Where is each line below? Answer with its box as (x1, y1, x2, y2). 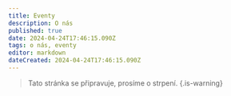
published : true (8, 26, 62, 34)
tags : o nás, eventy (8, 42, 78, 50)
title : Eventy (8, 11, 56, 20)
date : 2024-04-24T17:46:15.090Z (8, 34, 116, 42)
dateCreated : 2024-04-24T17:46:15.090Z (8, 57, 141, 65)
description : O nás (8, 19, 74, 27)
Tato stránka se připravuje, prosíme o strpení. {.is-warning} (27, 78, 224, 88)
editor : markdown (8, 49, 66, 57)
